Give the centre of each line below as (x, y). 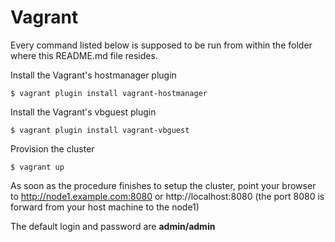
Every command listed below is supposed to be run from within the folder (161, 45)
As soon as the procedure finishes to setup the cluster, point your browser (163, 185)
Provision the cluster (52, 148)
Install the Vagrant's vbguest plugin (83, 112)
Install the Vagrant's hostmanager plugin (93, 75)
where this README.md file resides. (84, 55)
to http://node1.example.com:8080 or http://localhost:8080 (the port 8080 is (167, 196)
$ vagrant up (37, 167)
